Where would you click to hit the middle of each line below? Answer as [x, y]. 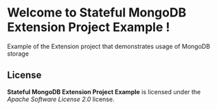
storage [18, 54]
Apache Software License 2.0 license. [61, 99]
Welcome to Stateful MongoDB [97, 13]
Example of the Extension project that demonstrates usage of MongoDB [109, 46]
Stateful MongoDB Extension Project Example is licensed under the [104, 91]
